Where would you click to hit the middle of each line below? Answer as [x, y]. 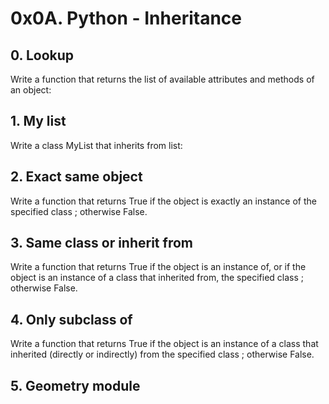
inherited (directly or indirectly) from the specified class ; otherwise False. [162, 354]
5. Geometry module [75, 385]
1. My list [38, 121]
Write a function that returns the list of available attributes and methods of [162, 79]
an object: [31, 90]
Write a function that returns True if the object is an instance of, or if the [158, 267]
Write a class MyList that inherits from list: [96, 145]
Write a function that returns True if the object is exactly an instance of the [163, 201]
